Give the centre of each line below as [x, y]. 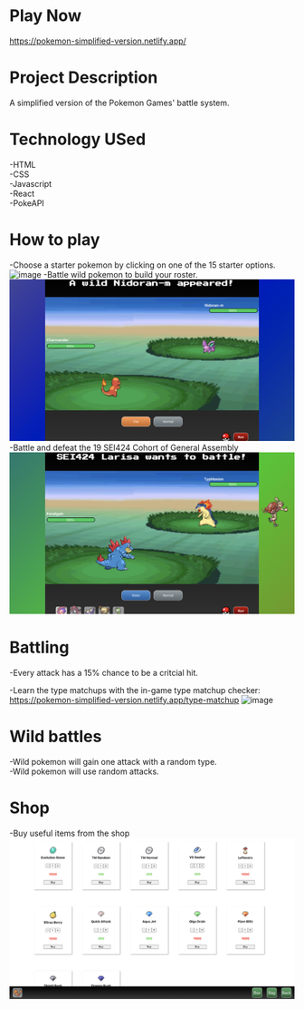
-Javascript [31, 183]
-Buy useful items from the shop [70, 833]
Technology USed [78, 139]
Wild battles [56, 736]
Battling [39, 647]
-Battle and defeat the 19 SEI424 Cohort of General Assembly [124, 447]
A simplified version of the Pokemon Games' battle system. [119, 103]
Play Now [45, 16]
